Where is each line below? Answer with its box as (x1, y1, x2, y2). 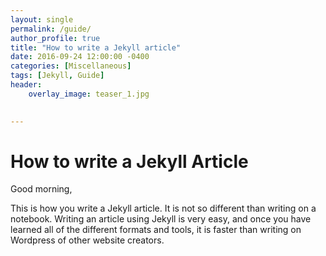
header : (10, 80, 43, 90)
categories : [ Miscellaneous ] (10, 61, 132, 71)
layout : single (10, 14, 74, 25)
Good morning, (10, 183, 73, 195)
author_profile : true (10, 33, 101, 43)
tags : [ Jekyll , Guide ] (10, 71, 105, 81)
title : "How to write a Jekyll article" (10, 42, 182, 53)
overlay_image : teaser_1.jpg (28, 89, 150, 99)
